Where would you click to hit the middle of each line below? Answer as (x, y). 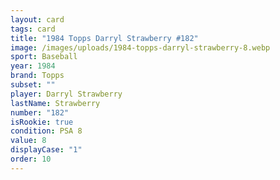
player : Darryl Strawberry (66, 94)
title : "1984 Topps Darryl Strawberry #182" (104, 38)
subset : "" (33, 85)
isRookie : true (42, 122)
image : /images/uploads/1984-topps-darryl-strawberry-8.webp (140, 47)
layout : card (37, 19)
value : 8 (28, 141)
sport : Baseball (44, 57)
